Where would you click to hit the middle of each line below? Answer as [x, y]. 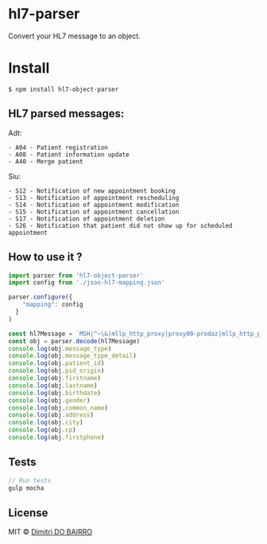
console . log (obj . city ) [46, 423]
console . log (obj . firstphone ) [56, 437]
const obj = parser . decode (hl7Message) [74, 341]
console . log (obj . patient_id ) [56, 363]
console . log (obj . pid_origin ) [56, 371]
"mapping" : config [53, 305]
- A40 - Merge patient [46, 161]
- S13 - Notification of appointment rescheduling [94, 198]
